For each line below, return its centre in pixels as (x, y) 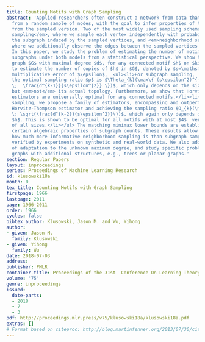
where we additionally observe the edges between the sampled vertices (105, 46)
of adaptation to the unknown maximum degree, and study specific (98, 148)
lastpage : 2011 (26, 199)
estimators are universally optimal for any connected (83, 97)
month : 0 (17, 182)
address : (17, 262)
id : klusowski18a (28, 176)
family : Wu (26, 250)
